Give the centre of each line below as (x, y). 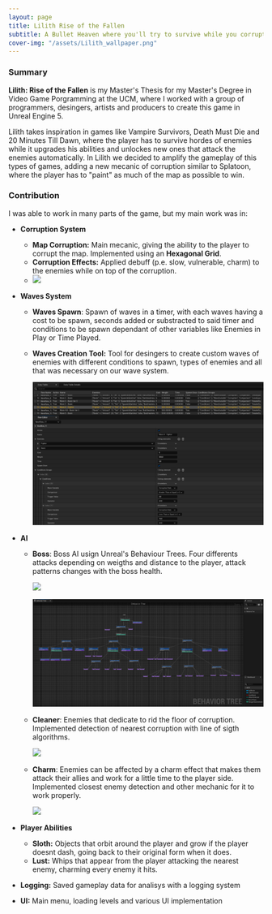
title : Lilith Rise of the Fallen (67, 26)
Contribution (34, 196)
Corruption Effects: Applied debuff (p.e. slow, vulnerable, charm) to (146, 262)
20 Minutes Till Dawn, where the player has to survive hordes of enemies (130, 140)
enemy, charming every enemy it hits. (95, 869)
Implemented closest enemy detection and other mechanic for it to (143, 787)
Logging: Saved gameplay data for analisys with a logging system (130, 885)
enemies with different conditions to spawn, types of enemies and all (147, 362)
